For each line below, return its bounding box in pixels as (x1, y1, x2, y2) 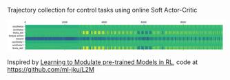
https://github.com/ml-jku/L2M (7, 65, 95, 73)
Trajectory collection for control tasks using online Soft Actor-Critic (7, 6, 198, 14)
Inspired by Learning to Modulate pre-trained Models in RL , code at (7, 58, 198, 66)
